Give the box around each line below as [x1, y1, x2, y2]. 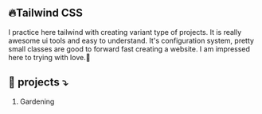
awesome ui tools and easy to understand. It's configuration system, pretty [8, 36, 255, 45]
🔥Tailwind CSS [8, 6, 84, 20]
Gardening [19, 97, 55, 106]
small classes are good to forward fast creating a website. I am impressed [8, 44, 251, 54]
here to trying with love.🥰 [8, 52, 91, 62]
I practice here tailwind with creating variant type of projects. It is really [8, 27, 242, 36]
